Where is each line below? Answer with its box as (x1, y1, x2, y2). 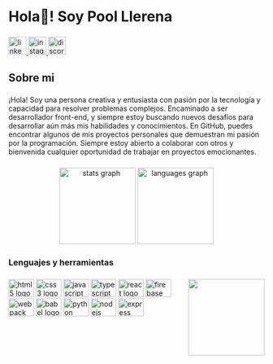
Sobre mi (8, 71, 55, 85)
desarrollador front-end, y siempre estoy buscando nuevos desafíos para (8, 112, 254, 122)
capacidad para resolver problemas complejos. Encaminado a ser (8, 103, 228, 113)
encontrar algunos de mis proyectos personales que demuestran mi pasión (8, 129, 260, 139)
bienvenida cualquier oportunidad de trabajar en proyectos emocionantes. (8, 147, 257, 157)
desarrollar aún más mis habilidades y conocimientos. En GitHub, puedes (8, 121, 253, 131)
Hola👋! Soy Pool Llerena (8, 7, 173, 26)
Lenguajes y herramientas (8, 257, 114, 268)
